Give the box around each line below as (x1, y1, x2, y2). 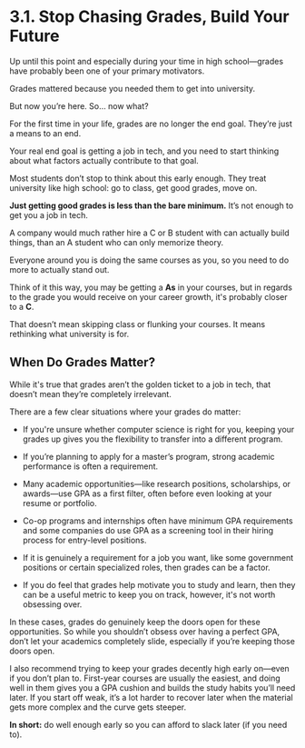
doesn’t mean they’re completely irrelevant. (9, 388, 172, 399)
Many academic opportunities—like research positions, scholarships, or (22, 478, 291, 489)
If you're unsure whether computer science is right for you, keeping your (22, 424, 295, 434)
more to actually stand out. (9, 264, 110, 274)
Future (9, 25, 61, 46)
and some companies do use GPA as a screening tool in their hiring (22, 524, 274, 535)
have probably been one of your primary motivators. (9, 65, 205, 76)
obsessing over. (22, 598, 83, 610)
